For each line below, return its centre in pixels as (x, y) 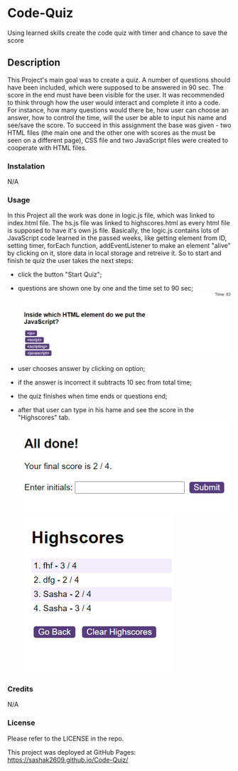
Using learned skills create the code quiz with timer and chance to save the (118, 33)
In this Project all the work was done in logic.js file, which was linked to (111, 215)
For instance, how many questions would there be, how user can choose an (118, 110)
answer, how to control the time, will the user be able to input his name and (117, 117)
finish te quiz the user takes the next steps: (70, 261)
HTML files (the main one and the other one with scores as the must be (112, 132)
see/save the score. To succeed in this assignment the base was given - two (119, 125)
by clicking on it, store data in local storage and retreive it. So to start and (114, 253)
